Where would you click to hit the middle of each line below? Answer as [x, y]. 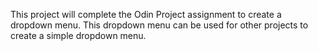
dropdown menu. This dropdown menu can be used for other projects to [159, 25]
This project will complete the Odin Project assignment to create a [146, 14]
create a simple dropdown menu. [78, 35]
